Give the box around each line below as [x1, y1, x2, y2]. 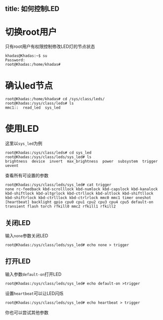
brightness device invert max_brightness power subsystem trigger [5, 159, 158, 164]
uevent [5, 163, 19, 168]
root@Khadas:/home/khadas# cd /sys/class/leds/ [5, 97, 105, 102]
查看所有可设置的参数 [5, 172, 48, 179]
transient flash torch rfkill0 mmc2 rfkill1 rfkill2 [5, 204, 116, 209]
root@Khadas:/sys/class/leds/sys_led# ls [5, 155, 92, 160]
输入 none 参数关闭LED [5, 233, 48, 239]
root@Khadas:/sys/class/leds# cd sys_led [5, 150, 92, 156]
